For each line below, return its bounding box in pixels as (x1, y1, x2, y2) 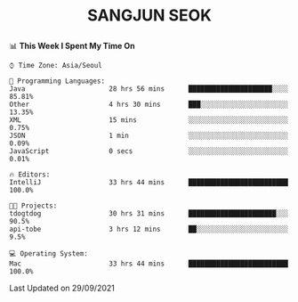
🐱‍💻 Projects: (9, 201, 58, 210)
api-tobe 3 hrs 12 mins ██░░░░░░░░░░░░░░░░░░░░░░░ (9, 224, 289, 234)
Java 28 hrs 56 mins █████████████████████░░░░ (9, 85, 289, 94)
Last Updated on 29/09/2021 (9, 282, 116, 294)
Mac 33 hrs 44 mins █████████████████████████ (9, 259, 289, 268)
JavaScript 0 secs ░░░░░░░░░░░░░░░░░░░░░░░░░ (9, 147, 289, 156)
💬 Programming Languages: (9, 77, 105, 86)
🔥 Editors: (9, 170, 51, 179)
